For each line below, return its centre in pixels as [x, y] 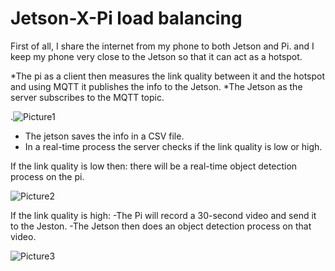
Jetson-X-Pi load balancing [126, 18]
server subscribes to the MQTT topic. [87, 97]
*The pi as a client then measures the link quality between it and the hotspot [168, 76]
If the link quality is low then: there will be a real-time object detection [154, 166]
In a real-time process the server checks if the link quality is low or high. [173, 146]
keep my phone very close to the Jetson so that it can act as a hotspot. [156, 56]
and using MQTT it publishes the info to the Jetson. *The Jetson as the [156, 86]
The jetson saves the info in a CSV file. [104, 136]
